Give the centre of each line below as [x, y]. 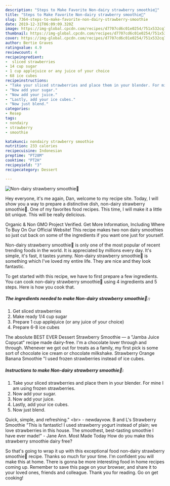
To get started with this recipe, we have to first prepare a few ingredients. [82, 276]
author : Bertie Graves [29, 43]
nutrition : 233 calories [31, 146]
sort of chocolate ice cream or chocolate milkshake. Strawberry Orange [80, 353]
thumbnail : [17, 33]
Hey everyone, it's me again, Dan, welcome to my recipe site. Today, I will [82, 198]
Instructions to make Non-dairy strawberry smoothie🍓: [65, 371]
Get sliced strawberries [37, 311]
